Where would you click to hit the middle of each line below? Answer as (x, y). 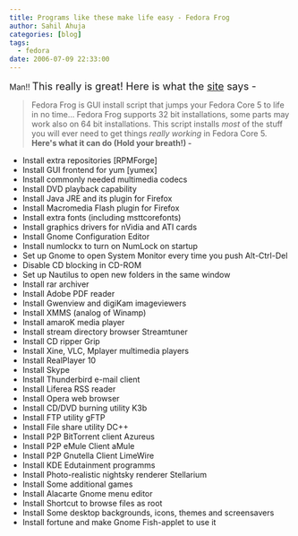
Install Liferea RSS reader (69, 389)
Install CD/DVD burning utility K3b (85, 408)
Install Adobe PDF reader (68, 294)
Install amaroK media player (73, 322)
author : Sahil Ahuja (48, 26)
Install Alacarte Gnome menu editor (88, 493)
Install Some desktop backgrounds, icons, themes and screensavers (148, 513)
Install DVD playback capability (79, 189)
